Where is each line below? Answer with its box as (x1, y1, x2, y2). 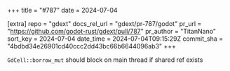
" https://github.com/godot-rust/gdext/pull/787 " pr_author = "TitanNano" (7, 27, 216, 35)
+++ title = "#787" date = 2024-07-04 (7, 6, 118, 14)
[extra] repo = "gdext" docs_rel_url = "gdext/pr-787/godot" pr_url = (7, 20, 202, 27)
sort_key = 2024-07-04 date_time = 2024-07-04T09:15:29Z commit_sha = (7, 34, 223, 43)
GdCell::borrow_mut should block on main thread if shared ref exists (7, 56, 203, 64)
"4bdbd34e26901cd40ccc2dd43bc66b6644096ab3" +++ (7, 42, 177, 50)
